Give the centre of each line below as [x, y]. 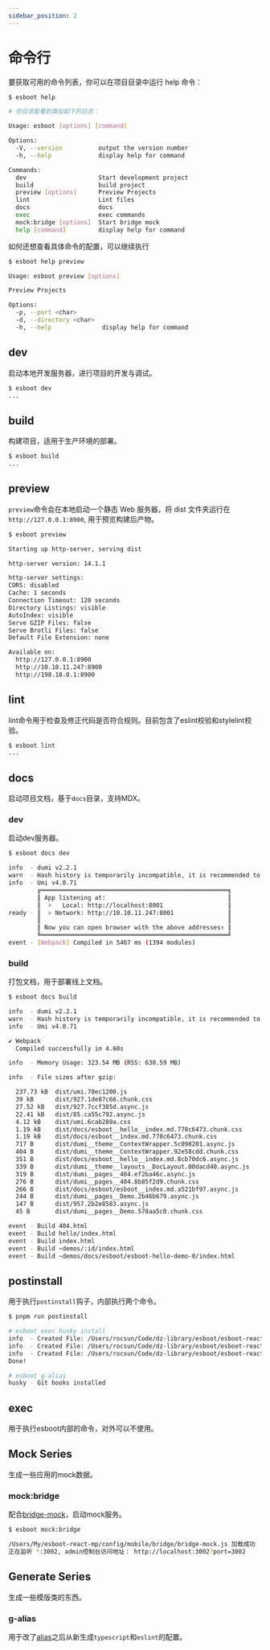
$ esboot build [34, 456]
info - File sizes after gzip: [62, 1077]
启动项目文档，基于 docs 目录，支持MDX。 [76, 798]
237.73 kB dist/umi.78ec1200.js [72, 1092]
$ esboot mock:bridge [45, 1530]
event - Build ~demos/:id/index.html [72, 1248]
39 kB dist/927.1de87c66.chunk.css [84, 1100]
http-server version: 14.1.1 [57, 564]
